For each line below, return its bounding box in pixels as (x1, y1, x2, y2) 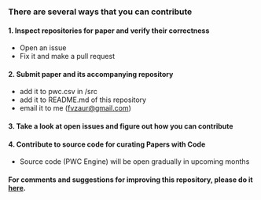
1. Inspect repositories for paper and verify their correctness (8, 26, 210, 35)
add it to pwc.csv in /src (19, 87, 98, 96)
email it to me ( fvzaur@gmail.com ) (19, 104, 131, 113)
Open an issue (19, 43, 67, 53)
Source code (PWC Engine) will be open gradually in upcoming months (19, 157, 250, 166)
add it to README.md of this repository (19, 95, 147, 104)
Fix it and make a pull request (19, 52, 116, 61)
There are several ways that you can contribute (8, 6, 193, 17)
